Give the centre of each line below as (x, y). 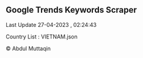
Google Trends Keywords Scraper (71, 10)
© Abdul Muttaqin (28, 48)
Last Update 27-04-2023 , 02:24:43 (51, 24)
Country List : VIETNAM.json (42, 37)
